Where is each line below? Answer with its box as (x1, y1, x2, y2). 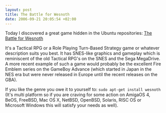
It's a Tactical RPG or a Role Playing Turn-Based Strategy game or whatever (5, 45, 160, 51)
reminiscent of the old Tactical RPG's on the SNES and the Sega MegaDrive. (5, 56, 161, 62)
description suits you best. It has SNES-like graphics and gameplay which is (5, 50, 160, 56)
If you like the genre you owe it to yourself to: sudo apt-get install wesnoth (5, 87, 161, 93)
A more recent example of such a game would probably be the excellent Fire (5, 61, 161, 67)
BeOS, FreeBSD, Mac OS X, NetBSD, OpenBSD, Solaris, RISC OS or (5, 97, 142, 103)
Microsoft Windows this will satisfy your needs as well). (5, 103, 118, 109)
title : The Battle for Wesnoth (5, 12, 70, 17)
